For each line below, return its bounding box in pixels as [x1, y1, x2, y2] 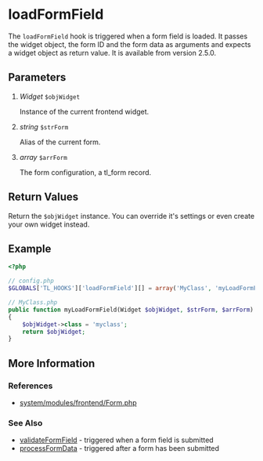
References [8, 380, 53, 391]
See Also [8, 417, 43, 428]
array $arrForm [19, 152, 68, 162]
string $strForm [19, 122, 69, 131]
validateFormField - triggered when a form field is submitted [19, 435, 214, 445]
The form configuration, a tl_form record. [19, 167, 152, 177]
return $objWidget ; [22, 328, 86, 336]
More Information [8, 357, 95, 370]
